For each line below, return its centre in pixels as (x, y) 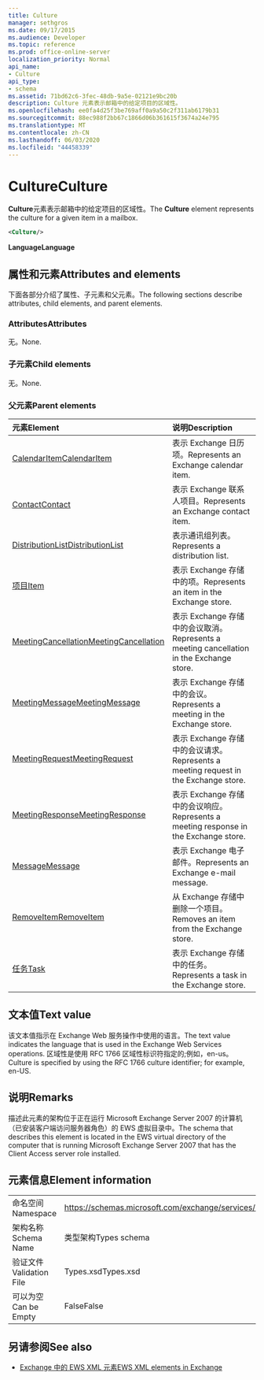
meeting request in (207, 770)
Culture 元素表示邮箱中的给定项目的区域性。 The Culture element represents (131, 209)
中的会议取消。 (200, 628)
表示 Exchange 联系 (208, 489)
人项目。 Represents (209, 501)
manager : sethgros (38, 23)
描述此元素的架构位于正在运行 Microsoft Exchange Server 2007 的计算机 (125, 1118)
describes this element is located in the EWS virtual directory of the (117, 1137)
